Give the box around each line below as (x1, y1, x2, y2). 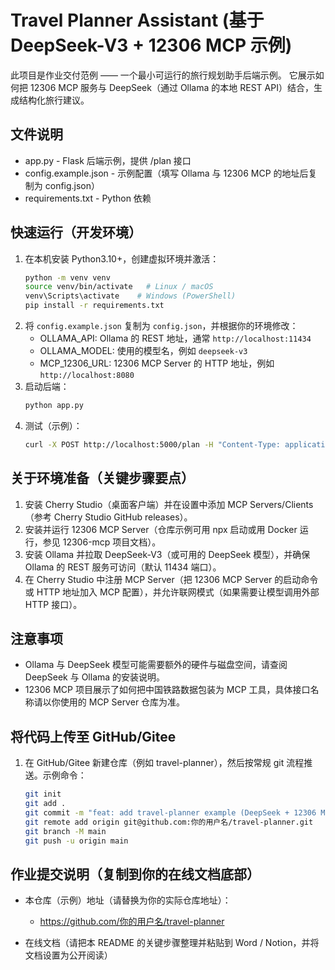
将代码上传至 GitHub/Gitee (10, 728, 177, 745)
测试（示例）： (24, 419, 83, 431)
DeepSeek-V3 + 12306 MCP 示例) (10, 34, 293, 57)
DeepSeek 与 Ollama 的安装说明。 (24, 671, 166, 683)
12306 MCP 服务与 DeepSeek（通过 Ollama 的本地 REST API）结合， (29, 81, 314, 93)
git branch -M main (24, 826, 107, 836)
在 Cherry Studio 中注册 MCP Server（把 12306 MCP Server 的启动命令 (24, 573, 319, 585)
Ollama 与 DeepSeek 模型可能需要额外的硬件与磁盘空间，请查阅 (24, 659, 288, 671)
